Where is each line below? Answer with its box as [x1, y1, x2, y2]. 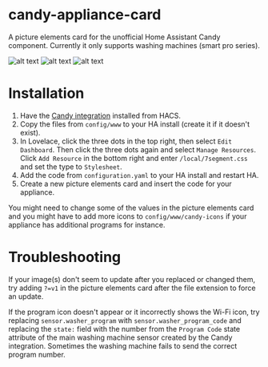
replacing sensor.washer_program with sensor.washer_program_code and [8, 315, 242, 325]
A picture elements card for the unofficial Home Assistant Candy [8, 32, 221, 42]
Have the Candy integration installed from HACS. [19, 111, 182, 120]
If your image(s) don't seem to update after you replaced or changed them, [8, 274, 256, 284]
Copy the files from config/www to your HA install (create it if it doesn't [19, 119, 250, 129]
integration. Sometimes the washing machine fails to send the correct [8, 341, 238, 350]
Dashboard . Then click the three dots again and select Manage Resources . [19, 144, 256, 154]
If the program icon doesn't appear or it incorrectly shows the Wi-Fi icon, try [8, 307, 260, 317]
